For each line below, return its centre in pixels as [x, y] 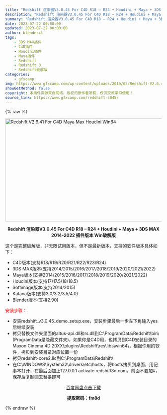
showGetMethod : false [28, 88]
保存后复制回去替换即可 [36, 377]
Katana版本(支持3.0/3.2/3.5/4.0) [45, 294]
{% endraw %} [20, 408]
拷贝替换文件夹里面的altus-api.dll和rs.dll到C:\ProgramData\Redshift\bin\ [86, 333]
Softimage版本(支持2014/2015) [44, 288]
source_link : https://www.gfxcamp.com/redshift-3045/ [62, 97]
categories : [17, 75]
